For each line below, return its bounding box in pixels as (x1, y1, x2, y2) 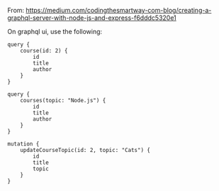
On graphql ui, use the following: (7, 28, 103, 36)
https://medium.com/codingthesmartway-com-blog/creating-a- (26, 6, 212, 14)
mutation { (7, 141, 40, 148)
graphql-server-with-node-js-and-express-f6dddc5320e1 (7, 13, 177, 22)
